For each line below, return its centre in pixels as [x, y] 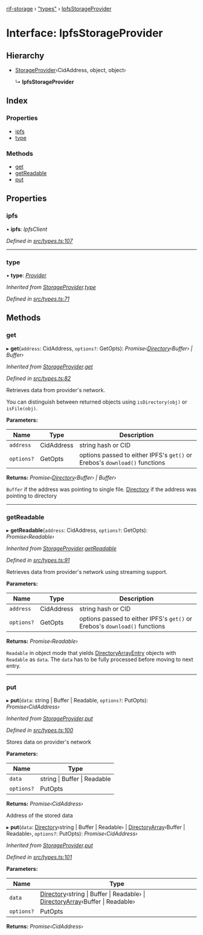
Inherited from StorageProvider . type [51, 287]
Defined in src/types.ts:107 [40, 241]
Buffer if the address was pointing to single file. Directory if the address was [101, 489]
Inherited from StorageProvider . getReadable [61, 548]
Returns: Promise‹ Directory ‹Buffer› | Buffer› [61, 477]
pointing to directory [32, 496]
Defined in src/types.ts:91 [38, 560]
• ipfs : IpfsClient [27, 229]
